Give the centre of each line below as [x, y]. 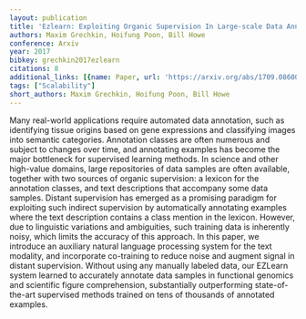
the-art [23, 294]
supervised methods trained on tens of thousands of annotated [156, 294]
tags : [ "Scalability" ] [52, 86]
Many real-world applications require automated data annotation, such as [147, 120]
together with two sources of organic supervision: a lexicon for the [134, 178]
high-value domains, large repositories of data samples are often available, [149, 169]
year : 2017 [30, 52]
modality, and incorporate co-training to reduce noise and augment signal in [152, 255]
